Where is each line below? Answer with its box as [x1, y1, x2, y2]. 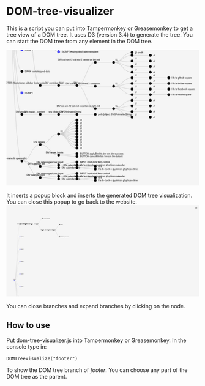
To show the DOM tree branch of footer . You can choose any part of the [6, 366, 188, 374]
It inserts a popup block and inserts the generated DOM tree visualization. [6, 191, 193, 199]
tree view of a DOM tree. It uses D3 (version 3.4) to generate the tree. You [6, 31, 193, 38]
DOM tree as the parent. [6, 373, 67, 380]
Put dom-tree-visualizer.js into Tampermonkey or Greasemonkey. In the [6, 336, 187, 344]
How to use [6, 320, 50, 331]
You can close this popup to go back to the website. [6, 198, 138, 206]
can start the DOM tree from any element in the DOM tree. [6, 37, 153, 45]
